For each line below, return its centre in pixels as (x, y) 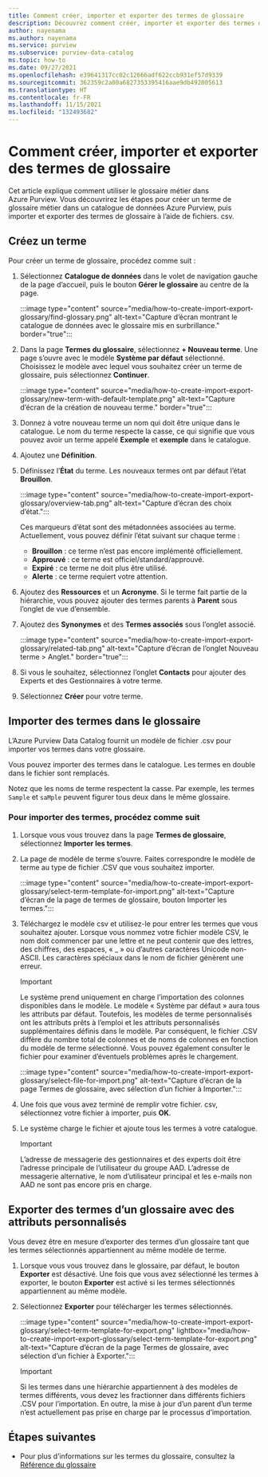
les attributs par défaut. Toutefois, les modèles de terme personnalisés (136, 1014)
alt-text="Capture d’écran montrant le (175, 317)
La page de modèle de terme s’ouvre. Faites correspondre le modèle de (137, 858)
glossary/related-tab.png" (62, 648)
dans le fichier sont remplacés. (59, 773)
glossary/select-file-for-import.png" (79, 1080)
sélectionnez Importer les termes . (76, 843)
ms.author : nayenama (43, 38)
